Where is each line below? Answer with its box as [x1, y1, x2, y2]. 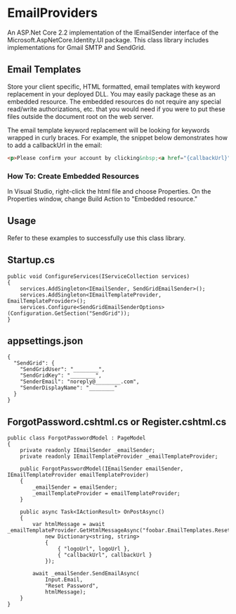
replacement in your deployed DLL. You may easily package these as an [7, 89, 216, 98]
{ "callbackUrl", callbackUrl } [57, 551, 152, 559]
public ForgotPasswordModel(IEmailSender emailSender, [20, 465, 184, 472]
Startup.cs [7, 254, 55, 266]
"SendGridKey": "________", [20, 372, 102, 380]
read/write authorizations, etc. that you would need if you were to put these [7, 104, 226, 113]
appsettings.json [7, 334, 84, 346]
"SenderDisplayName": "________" [20, 384, 118, 391]
